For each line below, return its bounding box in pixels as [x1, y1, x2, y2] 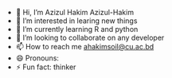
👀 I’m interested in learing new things [15, 16, 138, 25]
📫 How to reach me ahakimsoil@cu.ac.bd [15, 42, 154, 51]
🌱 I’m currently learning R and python [15, 25, 139, 33]
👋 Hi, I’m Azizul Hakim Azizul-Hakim [15, 8, 134, 17]
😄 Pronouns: [15, 53, 60, 63]
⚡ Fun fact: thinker [15, 62, 76, 72]
